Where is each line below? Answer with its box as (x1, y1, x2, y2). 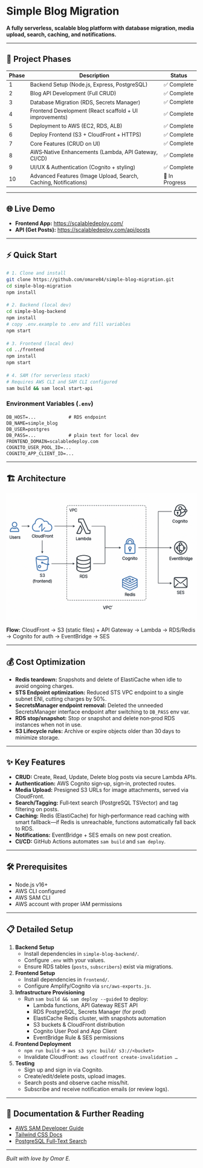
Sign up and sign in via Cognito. (24, 1066, 104, 1073)
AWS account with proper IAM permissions (14, 900, 123, 908)
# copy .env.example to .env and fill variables (6, 321, 131, 327)
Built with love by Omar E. (6, 1155, 71, 1163)
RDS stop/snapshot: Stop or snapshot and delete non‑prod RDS (14, 715, 175, 722)
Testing (14, 1059, 35, 1067)
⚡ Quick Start (6, 250, 57, 260)
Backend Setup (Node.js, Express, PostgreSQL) (30, 81, 148, 88)
